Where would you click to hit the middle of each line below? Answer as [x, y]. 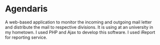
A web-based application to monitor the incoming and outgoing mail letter [79, 22]
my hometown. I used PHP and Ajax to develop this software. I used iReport [80, 32]
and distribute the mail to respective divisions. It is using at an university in [79, 27]
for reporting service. [26, 37]
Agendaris [26, 9]
